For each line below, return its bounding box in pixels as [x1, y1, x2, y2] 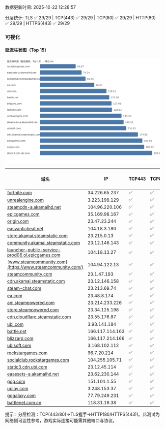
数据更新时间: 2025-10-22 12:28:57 [5, 4, 76, 10]
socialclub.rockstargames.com [7, 357, 70, 363]
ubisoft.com [7, 342, 31, 348]
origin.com [7, 218, 29, 224]
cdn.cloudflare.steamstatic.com [7, 314, 71, 320]
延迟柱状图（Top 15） [5, 47, 49, 53]
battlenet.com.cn [7, 400, 42, 406]
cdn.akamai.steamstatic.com [7, 278, 65, 284]
